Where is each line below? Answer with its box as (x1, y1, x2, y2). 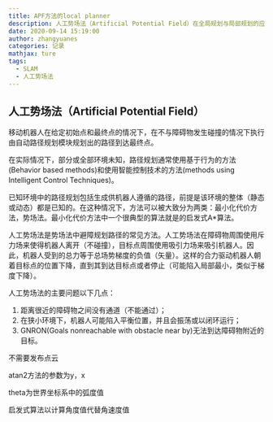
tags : (8, 58, 27, 66)
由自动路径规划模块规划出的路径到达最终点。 (8, 137, 158, 147)
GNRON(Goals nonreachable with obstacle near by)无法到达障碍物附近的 (19, 326, 264, 336)
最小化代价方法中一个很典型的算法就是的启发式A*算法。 (50, 213, 239, 223)
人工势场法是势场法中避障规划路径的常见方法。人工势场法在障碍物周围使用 (8, 230, 258, 240)
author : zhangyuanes (8, 34, 79, 43)
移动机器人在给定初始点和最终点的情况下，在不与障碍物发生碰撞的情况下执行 (8, 128, 265, 137)
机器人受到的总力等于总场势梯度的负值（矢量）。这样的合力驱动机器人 (22, 250, 254, 260)
